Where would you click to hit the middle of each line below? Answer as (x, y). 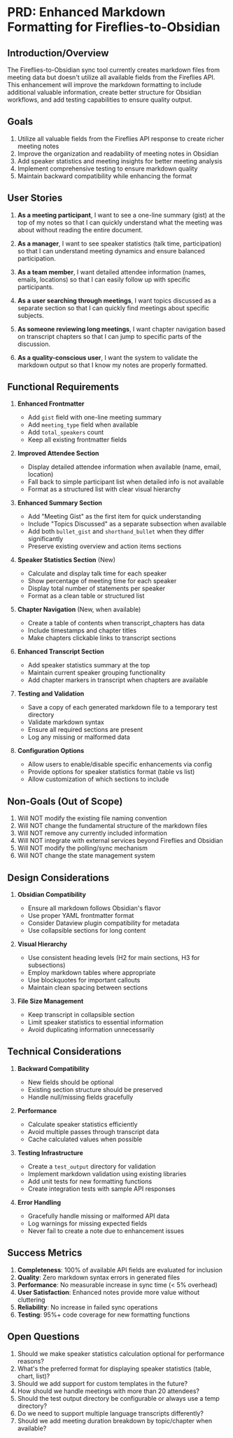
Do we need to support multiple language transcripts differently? (111, 1413)
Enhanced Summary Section (60, 503)
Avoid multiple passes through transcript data (93, 1131)
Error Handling (39, 1202)
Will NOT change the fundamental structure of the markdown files (112, 826)
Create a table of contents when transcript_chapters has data (116, 623)
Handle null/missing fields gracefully (80, 1097)
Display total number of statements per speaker (97, 588)
